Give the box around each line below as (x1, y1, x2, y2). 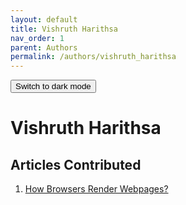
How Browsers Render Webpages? (24, 183, 169, 195)
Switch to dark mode (15, 81, 92, 92)
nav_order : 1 (10, 33, 65, 43)
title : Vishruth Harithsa (10, 24, 118, 34)
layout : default (10, 14, 78, 25)
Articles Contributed (10, 156, 142, 173)
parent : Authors (10, 42, 78, 53)
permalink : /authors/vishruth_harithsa (10, 52, 177, 62)
